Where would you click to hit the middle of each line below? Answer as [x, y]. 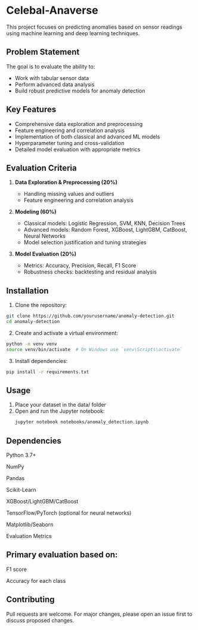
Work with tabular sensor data [52, 78]
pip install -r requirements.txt [48, 372]
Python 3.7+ [21, 455]
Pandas [16, 478]
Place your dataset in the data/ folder [60, 405]
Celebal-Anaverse [52, 10]
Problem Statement [43, 52]
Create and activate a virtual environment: [66, 333]
